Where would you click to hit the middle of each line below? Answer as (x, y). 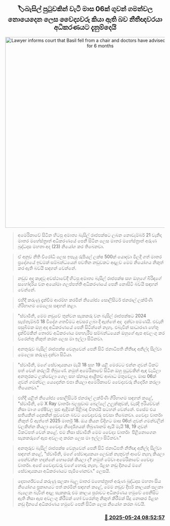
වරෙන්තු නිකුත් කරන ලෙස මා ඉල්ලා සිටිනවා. (60, 338)
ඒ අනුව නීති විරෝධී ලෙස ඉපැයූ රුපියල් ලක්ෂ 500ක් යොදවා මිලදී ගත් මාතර (90, 256)
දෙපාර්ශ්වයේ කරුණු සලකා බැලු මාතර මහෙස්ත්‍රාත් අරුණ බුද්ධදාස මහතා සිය (89, 481)
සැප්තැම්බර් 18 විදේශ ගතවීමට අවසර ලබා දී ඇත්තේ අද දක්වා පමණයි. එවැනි (91, 321)
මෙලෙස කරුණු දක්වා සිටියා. (45, 354)
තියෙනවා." (28, 387)
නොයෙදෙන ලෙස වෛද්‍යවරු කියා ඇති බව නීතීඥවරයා (85, 20)
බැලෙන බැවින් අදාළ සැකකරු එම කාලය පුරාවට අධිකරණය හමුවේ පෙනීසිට (88, 492)
